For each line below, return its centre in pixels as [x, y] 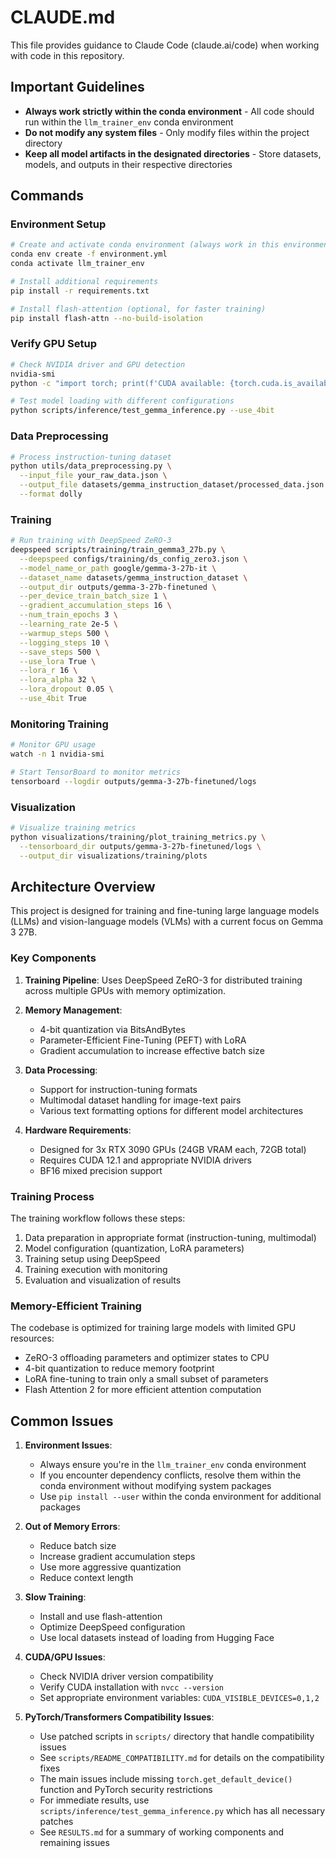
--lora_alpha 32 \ [58, 680]
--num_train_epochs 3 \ [68, 615]
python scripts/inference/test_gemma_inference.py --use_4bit [142, 411]
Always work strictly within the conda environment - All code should [169, 111]
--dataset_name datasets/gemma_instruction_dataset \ [133, 577]
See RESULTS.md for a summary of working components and [162, 1832]
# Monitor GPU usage [53, 745]
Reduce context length [86, 1578]
